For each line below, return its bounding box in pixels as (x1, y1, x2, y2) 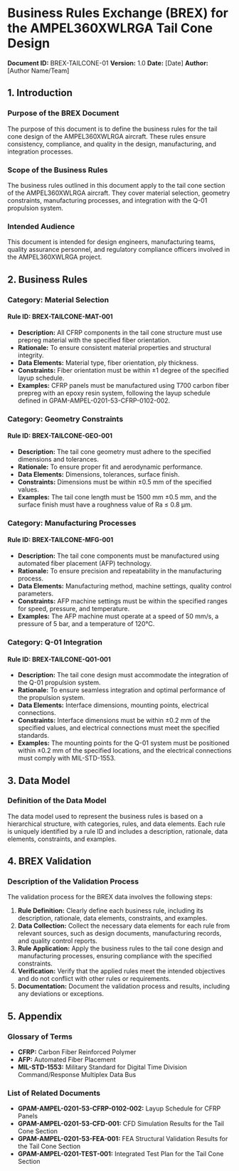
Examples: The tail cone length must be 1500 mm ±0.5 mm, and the (17, 492, 217, 501)
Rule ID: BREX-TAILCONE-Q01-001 (7, 655, 112, 663)
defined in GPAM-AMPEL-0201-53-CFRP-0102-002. (17, 396, 171, 405)
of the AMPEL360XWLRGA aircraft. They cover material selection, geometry (7, 189, 230, 197)
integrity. (17, 351, 44, 359)
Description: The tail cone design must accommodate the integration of (17, 671, 229, 679)
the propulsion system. (17, 694, 85, 702)
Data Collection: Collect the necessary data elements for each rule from (17, 921, 230, 930)
